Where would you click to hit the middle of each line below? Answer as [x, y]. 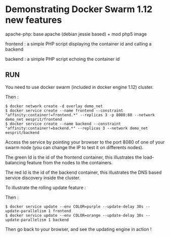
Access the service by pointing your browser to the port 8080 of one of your [85, 142]
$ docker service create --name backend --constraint [63, 124]
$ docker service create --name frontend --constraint [64, 110]
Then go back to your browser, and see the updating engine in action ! [78, 229]
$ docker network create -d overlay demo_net [54, 106]
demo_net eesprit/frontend [34, 119]
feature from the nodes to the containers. [70, 162]
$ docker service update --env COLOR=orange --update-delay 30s [74, 215]
